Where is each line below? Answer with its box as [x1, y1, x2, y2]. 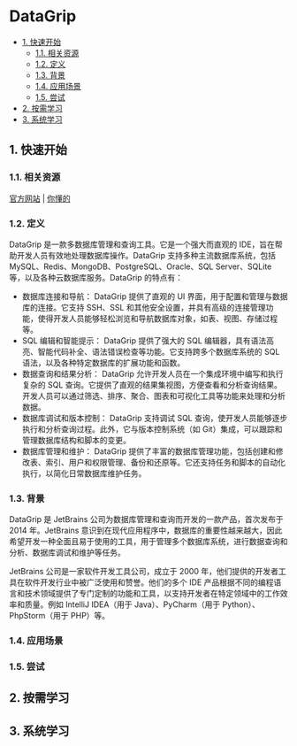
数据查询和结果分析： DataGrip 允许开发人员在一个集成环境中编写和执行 [21, 368, 284, 379]
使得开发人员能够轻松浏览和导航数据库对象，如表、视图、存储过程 [37, 312, 278, 324]
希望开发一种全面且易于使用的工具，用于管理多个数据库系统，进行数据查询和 [9, 536, 288, 547]
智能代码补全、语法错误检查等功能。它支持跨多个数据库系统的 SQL [37, 346, 280, 357]
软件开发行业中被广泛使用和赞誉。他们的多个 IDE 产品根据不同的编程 [24, 577, 274, 588]
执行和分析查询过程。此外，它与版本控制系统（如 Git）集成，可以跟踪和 [21, 423, 283, 435]
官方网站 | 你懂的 [9, 193, 71, 204]
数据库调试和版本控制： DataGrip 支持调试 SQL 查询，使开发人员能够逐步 [21, 412, 288, 423]
